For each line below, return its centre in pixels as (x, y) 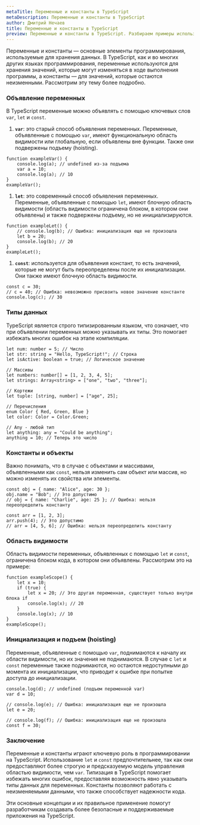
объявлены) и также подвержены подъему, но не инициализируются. (104, 215)
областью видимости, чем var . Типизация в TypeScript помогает (89, 772)
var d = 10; (21, 694)
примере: (18, 567)
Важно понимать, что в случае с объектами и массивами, (80, 466)
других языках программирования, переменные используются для (92, 64)
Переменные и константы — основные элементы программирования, (96, 51)
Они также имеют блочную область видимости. (76, 276)
